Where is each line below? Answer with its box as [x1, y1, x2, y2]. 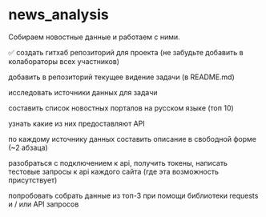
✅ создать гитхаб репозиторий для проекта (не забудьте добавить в [8, 47, 244, 57]
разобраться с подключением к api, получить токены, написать [8, 158, 228, 167]
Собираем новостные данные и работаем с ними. [8, 32, 180, 42]
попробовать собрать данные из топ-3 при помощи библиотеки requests [8, 191, 259, 200]
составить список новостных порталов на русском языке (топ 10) [8, 102, 234, 113]
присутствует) [8, 175, 58, 185]
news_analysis [8, 6, 110, 24]
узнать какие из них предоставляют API [8, 119, 146, 128]
